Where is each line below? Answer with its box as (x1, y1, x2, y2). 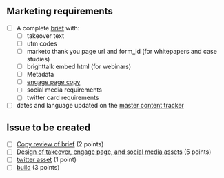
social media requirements (26, 86, 103, 94)
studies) (26, 55, 50, 63)
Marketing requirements (6, 6, 113, 17)
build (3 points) (16, 164, 60, 172)
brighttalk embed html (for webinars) (26, 62, 132, 71)
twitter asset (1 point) (16, 155, 77, 164)
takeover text (26, 31, 65, 40)
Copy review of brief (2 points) (16, 140, 104, 148)
